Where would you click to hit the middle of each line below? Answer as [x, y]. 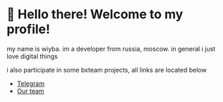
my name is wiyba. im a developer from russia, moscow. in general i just [111, 49]
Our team [30, 91]
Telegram [31, 83]
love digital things [32, 56]
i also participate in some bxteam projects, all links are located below [107, 70]
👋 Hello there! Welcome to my [95, 14]
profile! [29, 29]
